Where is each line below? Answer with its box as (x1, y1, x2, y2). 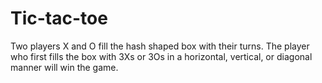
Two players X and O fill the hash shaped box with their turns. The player (10, 40, 310, 52)
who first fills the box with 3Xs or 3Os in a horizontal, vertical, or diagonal (10, 50, 313, 62)
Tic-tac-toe (10, 7, 108, 30)
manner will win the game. (10, 61, 119, 73)
